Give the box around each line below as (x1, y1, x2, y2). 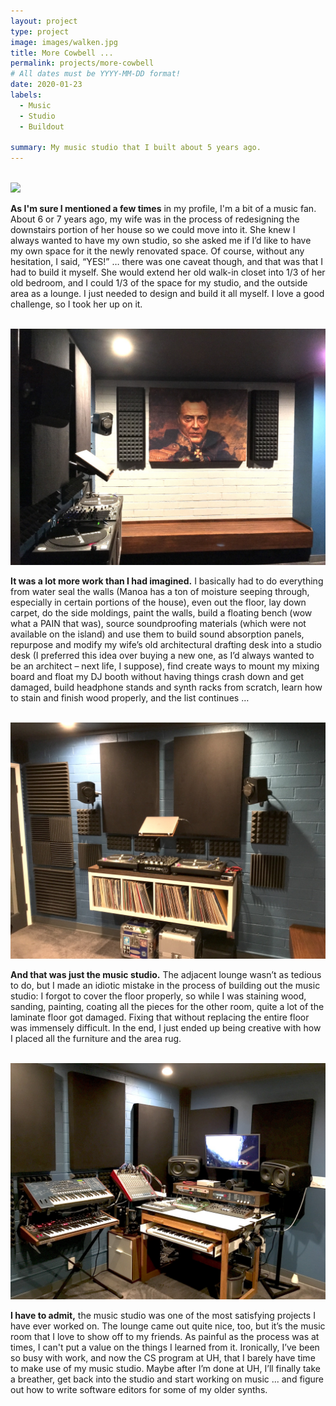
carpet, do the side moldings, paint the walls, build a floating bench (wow (10, 607, 313, 619)
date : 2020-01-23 (10, 80, 83, 90)
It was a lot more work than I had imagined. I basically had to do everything (10, 575, 324, 587)
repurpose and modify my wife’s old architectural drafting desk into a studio (10, 639, 322, 651)
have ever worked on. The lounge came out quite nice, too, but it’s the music (10, 1320, 326, 1332)
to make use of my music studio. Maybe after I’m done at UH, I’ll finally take (10, 1363, 321, 1375)
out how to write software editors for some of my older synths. (10, 1384, 268, 1396)
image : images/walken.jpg (10, 37, 118, 47)
